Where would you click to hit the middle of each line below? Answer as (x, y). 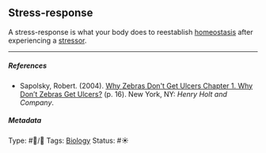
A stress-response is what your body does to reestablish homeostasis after (131, 32)
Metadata (25, 121)
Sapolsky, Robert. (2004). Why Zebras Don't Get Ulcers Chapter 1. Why (136, 85)
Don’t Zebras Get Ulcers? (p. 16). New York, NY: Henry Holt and (123, 94)
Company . (36, 103)
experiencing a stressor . (47, 40)
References (28, 65)
